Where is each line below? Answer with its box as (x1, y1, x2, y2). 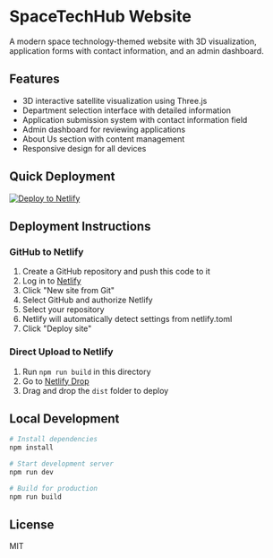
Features (9, 72, 60, 87)
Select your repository (21, 304, 105, 315)
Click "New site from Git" (21, 285, 115, 296)
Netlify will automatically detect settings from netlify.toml (21, 314, 233, 325)
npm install (9, 443, 54, 452)
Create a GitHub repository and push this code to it (21, 266, 210, 277)
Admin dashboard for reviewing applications (21, 124, 186, 135)
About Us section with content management (21, 133, 185, 144)
